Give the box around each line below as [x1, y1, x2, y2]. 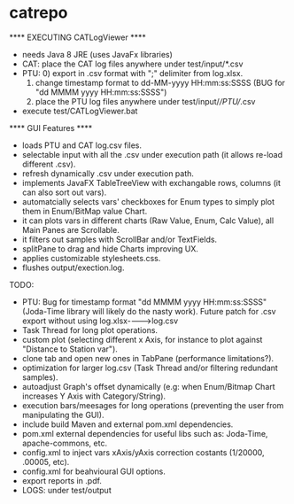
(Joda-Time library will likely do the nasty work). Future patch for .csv [21, 306, 276, 316]
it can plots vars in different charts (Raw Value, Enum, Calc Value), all [21, 215, 275, 226]
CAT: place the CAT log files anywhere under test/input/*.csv [21, 58, 244, 69]
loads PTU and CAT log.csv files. [21, 140, 142, 151]
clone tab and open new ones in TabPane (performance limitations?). [21, 353, 275, 363]
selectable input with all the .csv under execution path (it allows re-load [21, 149, 283, 159]
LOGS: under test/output [21, 485, 112, 495]
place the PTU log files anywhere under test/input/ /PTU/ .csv [35, 96, 256, 106]
